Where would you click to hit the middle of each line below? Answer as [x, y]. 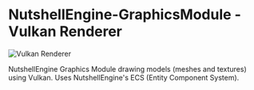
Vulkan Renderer [65, 31]
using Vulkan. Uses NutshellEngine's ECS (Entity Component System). [124, 77]
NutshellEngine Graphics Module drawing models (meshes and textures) [127, 68]
